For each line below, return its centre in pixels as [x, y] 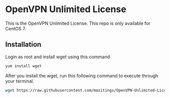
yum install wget [24, 66]
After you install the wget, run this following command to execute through [82, 76]
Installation [23, 45]
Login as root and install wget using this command [58, 57]
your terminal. [20, 81]
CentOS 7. [16, 28]
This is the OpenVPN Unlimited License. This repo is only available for [78, 23]
